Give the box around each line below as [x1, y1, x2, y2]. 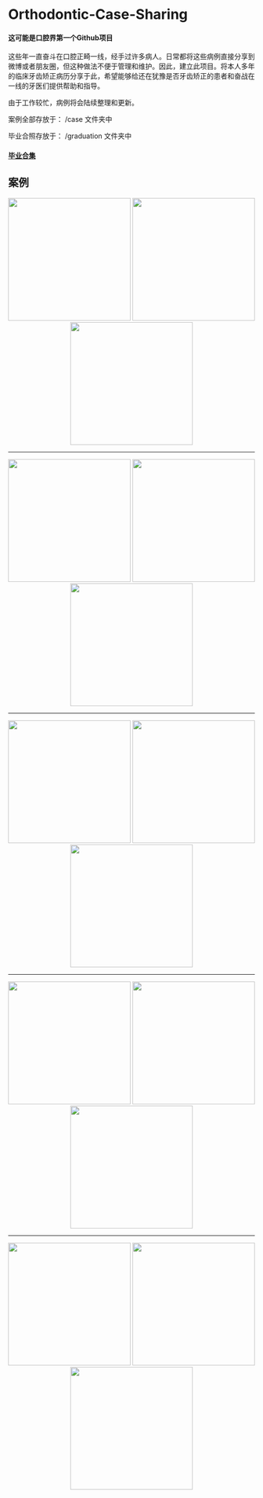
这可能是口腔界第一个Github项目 [8, 33, 113, 42]
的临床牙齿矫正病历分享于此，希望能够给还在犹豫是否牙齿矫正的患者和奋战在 [8, 71, 255, 81]
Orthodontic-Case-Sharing [8, 5, 188, 24]
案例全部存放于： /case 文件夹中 [8, 115, 113, 124]
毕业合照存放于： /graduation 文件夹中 [8, 131, 131, 141]
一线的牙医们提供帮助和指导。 [8, 81, 104, 91]
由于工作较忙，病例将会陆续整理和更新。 [8, 98, 139, 108]
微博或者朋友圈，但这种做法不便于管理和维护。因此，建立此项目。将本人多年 [8, 61, 255, 71]
